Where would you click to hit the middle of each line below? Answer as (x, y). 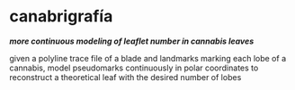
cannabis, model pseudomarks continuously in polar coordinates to (134, 68)
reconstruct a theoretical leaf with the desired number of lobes (125, 77)
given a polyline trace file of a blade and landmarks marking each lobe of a (147, 58)
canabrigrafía (61, 16)
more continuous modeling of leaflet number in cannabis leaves (132, 41)
